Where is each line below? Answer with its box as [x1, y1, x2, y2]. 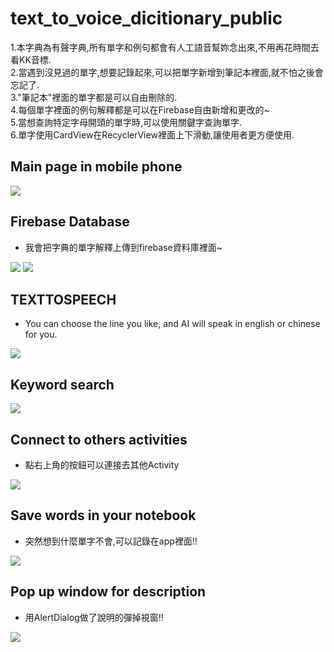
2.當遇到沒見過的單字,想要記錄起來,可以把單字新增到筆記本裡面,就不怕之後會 [10, 66, 324, 78]
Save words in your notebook [10, 507, 197, 524]
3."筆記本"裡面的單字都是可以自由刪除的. [10, 91, 178, 103]
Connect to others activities [10, 431, 188, 448]
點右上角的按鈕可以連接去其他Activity [24, 459, 180, 471]
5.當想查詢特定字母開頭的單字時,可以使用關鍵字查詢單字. [10, 116, 243, 128]
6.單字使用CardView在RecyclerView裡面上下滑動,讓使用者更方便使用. [10, 128, 295, 141]
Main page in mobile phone [10, 158, 183, 176]
